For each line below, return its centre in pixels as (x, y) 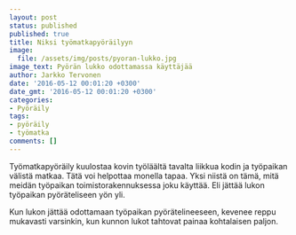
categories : (31, 100)
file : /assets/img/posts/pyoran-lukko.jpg (97, 59)
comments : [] (33, 141)
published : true (39, 34)
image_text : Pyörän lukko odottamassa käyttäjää (101, 67)
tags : (19, 116)
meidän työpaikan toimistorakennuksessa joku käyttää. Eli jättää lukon (137, 185)
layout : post (33, 17)
